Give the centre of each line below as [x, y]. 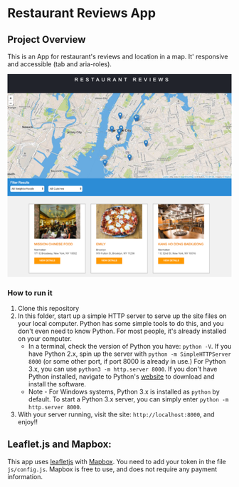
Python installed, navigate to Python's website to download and [121, 376]
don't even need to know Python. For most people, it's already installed [122, 331]
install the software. [57, 384]
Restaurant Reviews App [82, 13]
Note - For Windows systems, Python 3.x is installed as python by [124, 392]
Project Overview [47, 40]
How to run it [30, 292]
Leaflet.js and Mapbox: [59, 445]
